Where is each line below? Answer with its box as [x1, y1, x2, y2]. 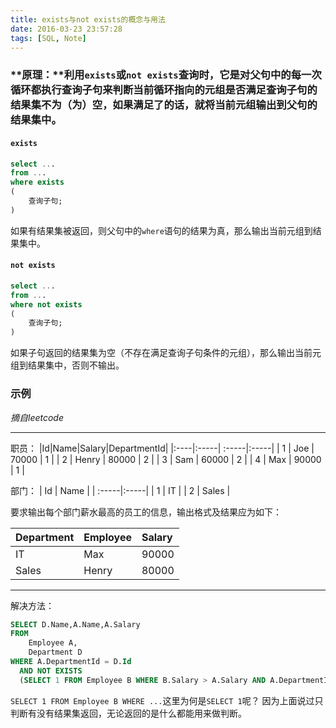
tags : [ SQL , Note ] [10, 33, 87, 43]
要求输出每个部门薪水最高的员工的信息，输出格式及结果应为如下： [10, 506, 282, 518]
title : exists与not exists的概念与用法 [10, 14, 166, 25]
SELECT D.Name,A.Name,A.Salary [10, 619, 141, 630]
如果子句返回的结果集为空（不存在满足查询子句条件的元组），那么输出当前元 [10, 347, 322, 359]
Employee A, [28, 638, 78, 648]
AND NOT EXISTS [19, 666, 83, 676]
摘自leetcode [10, 411, 65, 423]
